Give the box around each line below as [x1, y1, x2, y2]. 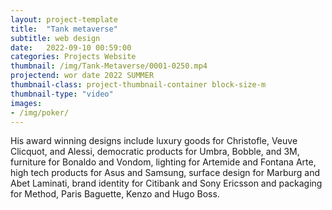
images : [10, 98, 43, 108]
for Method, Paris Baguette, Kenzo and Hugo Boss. [10, 188, 220, 200]
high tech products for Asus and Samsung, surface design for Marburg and [10, 167, 321, 179]
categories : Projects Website [10, 52, 137, 62]
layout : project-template [10, 14, 118, 25]
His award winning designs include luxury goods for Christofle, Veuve [10, 135, 298, 147]
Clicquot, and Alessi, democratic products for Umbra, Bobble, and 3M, [10, 146, 300, 158]
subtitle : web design [10, 33, 101, 43]
